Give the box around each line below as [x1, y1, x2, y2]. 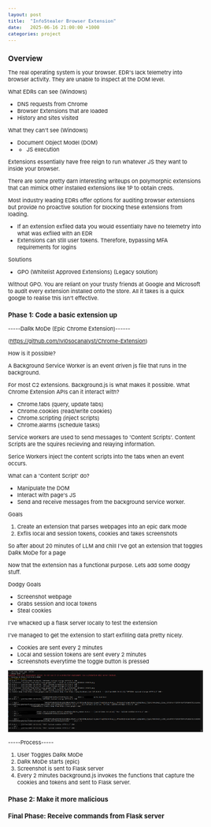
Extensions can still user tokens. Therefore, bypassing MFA [17, 236, 168, 245]
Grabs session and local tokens [17, 600, 98, 607]
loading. [8, 210, 29, 219]
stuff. [8, 568, 22, 576]
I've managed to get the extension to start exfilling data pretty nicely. [8, 631, 183, 639]
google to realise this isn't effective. [8, 295, 99, 303]
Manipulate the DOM [17, 484, 70, 492]
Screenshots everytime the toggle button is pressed [17, 657, 150, 665]
